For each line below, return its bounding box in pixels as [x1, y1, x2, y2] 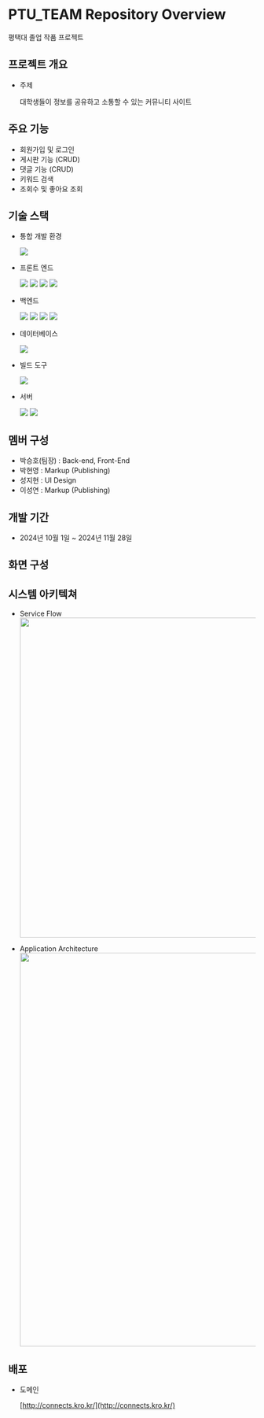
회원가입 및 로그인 [19, 144, 75, 154]
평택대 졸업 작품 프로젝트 [8, 32, 84, 42]
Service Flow [19, 609, 63, 619]
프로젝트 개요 [8, 57, 68, 72]
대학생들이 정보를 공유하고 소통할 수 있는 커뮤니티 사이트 [19, 97, 192, 106]
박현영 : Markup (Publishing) [19, 466, 111, 476]
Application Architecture [19, 944, 98, 953]
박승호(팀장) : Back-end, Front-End [19, 456, 130, 465]
